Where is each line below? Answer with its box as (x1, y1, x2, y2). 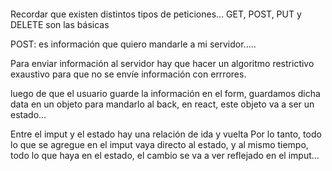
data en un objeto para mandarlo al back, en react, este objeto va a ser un (10, 98, 315, 110)
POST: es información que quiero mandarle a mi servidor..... (10, 38, 257, 50)
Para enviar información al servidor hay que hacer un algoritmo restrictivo (10, 58, 315, 69)
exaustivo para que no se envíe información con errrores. (10, 68, 247, 80)
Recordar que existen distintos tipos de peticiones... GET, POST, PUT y (10, 8, 302, 20)
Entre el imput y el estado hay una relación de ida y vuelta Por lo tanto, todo (10, 128, 322, 140)
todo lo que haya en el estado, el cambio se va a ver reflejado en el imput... (10, 150, 320, 161)
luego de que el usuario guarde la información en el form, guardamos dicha (10, 88, 321, 99)
